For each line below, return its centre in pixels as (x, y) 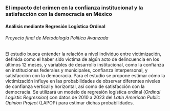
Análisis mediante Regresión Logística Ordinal (56, 26)
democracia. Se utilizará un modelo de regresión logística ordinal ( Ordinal (83, 92)
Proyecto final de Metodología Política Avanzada (57, 38)
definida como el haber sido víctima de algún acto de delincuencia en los (82, 59)
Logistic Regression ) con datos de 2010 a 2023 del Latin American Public (83, 97)
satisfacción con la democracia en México (59, 14)
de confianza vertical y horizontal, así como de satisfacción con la (75, 86)
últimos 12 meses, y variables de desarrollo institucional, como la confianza (85, 64)
